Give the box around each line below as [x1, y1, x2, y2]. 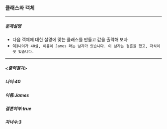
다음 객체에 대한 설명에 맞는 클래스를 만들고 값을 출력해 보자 [12, 36, 128, 43]
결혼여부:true [5, 106, 32, 112]
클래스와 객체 [5, 4, 35, 11]
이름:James [5, 92, 29, 98]
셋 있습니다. [12, 49, 34, 54]
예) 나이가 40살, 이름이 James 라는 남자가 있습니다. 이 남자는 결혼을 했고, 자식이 [12, 43, 161, 49]
